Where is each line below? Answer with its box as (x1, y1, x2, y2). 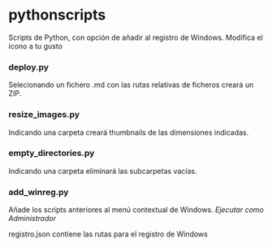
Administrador (8, 214, 57, 223)
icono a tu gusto (8, 41, 63, 50)
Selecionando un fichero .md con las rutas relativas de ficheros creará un (8, 80, 254, 90)
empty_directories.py (8, 148, 95, 159)
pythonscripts (8, 6, 106, 24)
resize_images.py (8, 109, 80, 120)
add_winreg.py (8, 186, 69, 197)
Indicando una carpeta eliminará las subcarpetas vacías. (8, 166, 197, 175)
